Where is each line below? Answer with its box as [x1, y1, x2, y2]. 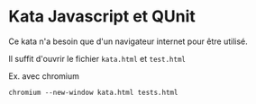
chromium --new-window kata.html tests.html [8, 88, 178, 97]
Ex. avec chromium [8, 70, 80, 82]
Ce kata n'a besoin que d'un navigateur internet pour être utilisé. [8, 36, 249, 47]
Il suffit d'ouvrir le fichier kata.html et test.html [8, 53, 187, 64]
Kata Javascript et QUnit [8, 6, 196, 27]
